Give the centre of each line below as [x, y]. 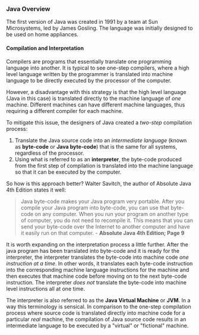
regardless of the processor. [49, 153]
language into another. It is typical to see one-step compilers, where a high [98, 68]
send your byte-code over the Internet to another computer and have [105, 226]
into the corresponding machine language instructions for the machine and [98, 270]
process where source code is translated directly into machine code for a [96, 313]
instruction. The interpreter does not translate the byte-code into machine [97, 282]
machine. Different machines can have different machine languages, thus [96, 104]
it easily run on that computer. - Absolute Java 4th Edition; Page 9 [102, 233]
